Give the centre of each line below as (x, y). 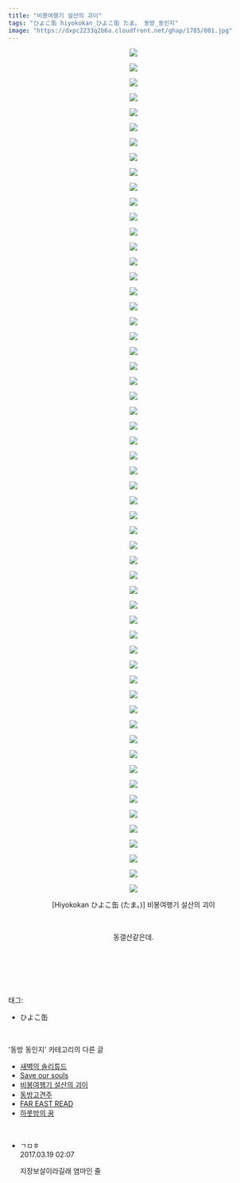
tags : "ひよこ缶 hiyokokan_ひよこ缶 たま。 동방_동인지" (93, 23)
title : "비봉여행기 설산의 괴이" (55, 16)
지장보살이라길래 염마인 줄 (60, 1171)
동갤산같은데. (134, 937)
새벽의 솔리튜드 (43, 1067)
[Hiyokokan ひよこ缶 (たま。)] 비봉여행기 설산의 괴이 (134, 905)
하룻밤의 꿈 (37, 1113)
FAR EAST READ (46, 1104)
